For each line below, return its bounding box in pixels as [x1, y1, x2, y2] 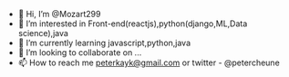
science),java [17, 28, 68, 38]
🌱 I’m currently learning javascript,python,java [17, 37, 191, 48]
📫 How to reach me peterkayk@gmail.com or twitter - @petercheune [17, 57, 280, 68]
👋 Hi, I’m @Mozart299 [17, 9, 101, 19]
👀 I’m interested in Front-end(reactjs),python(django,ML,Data [17, 18, 248, 29]
